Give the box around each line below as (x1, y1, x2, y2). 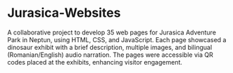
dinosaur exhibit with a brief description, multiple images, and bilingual (7, 43, 213, 51)
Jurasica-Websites (7, 5, 121, 21)
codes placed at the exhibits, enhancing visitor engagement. (7, 58, 183, 66)
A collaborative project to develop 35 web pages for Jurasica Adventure (7, 28, 217, 36)
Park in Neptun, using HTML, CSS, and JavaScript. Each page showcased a (7, 35, 227, 44)
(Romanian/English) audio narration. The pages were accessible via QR (7, 51, 213, 59)
